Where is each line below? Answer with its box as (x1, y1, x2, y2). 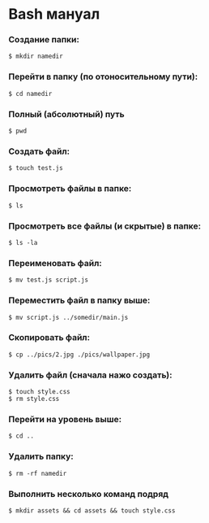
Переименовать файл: (8, 257, 103, 268)
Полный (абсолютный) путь (8, 108, 125, 120)
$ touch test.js (8, 164, 63, 172)
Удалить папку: (8, 451, 75, 462)
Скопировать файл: (8, 332, 91, 343)
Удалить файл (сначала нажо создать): (8, 369, 173, 381)
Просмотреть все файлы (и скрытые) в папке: (8, 220, 201, 232)
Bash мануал (8, 5, 100, 24)
